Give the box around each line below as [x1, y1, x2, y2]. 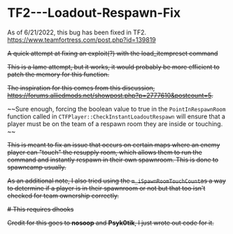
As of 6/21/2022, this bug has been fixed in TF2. [7, 28, 147, 36]
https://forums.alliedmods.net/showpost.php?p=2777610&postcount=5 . [7, 91, 213, 99]
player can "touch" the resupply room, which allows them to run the [7, 148, 203, 156]
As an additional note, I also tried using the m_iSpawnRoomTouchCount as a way [7, 177, 226, 185]
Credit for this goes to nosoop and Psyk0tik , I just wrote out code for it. [7, 219, 215, 227]
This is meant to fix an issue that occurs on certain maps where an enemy [7, 140, 220, 149]
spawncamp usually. [7, 163, 66, 171]
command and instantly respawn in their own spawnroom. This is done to [7, 156, 219, 164]
